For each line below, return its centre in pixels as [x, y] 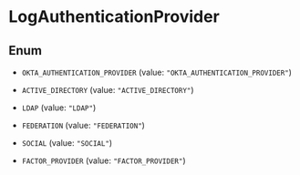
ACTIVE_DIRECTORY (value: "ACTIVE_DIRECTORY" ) [108, 90]
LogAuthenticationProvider [114, 17]
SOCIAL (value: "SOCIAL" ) [67, 143]
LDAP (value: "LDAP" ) [59, 108]
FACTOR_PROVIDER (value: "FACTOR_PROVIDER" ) [103, 160]
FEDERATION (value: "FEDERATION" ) [83, 125]
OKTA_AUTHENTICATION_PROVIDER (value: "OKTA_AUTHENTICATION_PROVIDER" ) [157, 72]
